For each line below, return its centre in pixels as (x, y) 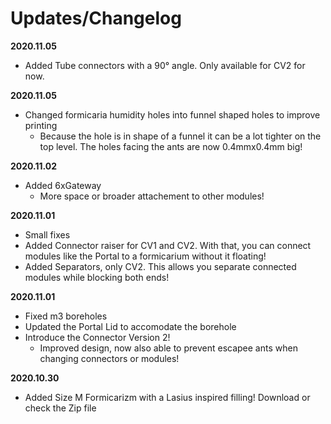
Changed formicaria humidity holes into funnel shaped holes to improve (172, 114)
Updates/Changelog (96, 18)
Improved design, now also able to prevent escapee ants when (168, 348)
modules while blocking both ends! (97, 277)
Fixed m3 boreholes (66, 316)
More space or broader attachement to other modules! (152, 196)
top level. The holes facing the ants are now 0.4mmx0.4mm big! (171, 146)
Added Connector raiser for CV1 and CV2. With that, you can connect (168, 245)
